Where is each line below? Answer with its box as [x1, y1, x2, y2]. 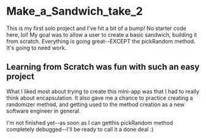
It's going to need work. [6, 44, 66, 51]
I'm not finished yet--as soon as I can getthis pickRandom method [6, 119, 174, 126]
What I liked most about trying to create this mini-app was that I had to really [6, 88, 199, 95]
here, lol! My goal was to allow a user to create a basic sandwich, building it [6, 31, 197, 38]
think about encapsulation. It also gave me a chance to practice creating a [6, 94, 193, 102]
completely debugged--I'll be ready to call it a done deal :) [6, 126, 154, 133]
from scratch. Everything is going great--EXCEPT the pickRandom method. [6, 37, 196, 45]
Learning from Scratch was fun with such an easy [6, 62, 200, 72]
